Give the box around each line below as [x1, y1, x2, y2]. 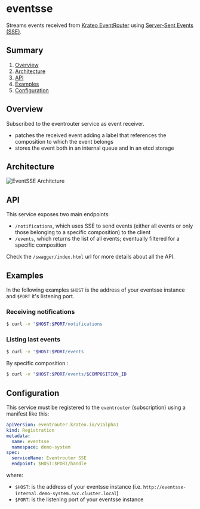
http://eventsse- [143, 484, 186, 490]
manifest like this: [6, 410, 50, 417]
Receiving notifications [6, 307, 75, 316]
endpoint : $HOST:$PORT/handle [11, 460, 87, 467]
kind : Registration [6, 427, 55, 433]
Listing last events [6, 335, 61, 344]
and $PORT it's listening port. [6, 293, 75, 299]
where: [6, 472, 24, 479]
